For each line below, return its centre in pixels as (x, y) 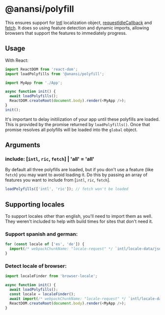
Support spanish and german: (41, 234)
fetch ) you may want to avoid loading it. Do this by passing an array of (76, 175)
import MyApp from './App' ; (34, 83)
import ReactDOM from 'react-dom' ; (41, 69)
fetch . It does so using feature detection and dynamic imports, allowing (77, 27)
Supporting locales (35, 204)
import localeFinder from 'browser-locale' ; (51, 276)
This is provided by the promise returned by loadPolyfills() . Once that (78, 124)
